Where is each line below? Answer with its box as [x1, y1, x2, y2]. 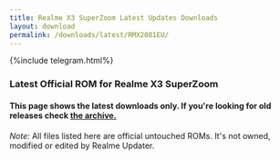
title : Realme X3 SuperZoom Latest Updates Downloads [9, 13, 219, 23]
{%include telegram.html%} [9, 55, 114, 66]
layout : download [9, 22, 76, 31]
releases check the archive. [9, 110, 117, 121]
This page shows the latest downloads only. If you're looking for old [9, 100, 272, 111]
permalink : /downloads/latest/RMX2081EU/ [9, 30, 170, 39]
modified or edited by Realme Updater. [9, 140, 155, 151]
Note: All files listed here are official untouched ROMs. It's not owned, [9, 130, 271, 141]
